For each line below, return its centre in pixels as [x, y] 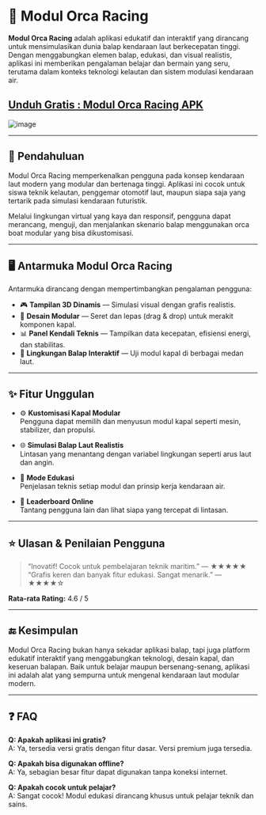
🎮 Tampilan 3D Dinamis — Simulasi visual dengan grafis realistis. [127, 305]
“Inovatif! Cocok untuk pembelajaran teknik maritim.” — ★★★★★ [137, 566]
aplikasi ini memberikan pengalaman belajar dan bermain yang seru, [120, 63]
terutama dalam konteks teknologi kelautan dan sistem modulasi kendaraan [131, 71]
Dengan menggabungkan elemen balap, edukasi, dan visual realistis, [120, 55]
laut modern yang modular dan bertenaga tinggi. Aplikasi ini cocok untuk [127, 184]
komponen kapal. [48, 324]
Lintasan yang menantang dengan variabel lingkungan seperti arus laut [135, 454]
